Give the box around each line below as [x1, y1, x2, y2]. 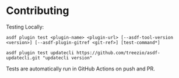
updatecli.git [6, 55, 41, 61]
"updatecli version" [43, 55, 93, 61]
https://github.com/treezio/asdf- [76, 49, 160, 56]
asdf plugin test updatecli [6, 49, 75, 56]
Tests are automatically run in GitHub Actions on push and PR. [6, 65, 156, 72]
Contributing [6, 4, 69, 17]
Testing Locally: [6, 23, 44, 30]
